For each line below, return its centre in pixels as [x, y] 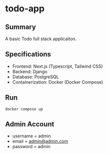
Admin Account [30, 124]
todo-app [25, 9]
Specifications [28, 54]
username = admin [31, 136]
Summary [21, 27]
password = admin [31, 147]
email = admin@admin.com [40, 141]
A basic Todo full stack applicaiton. [41, 39]
